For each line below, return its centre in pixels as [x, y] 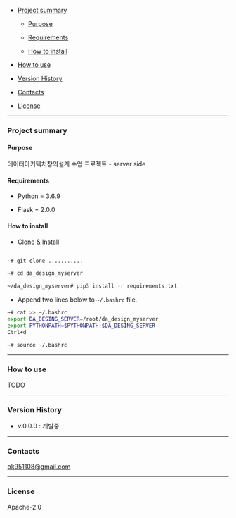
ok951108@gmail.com [39, 467]
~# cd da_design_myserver [45, 273]
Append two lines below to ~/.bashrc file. [77, 300]
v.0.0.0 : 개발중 [38, 426]
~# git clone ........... [45, 261]
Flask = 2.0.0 [36, 210]
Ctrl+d [17, 332]
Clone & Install [38, 242]
